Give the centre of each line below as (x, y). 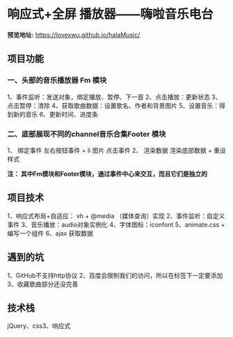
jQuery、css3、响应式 (39, 326)
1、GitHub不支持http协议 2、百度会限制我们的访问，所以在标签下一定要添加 (115, 275)
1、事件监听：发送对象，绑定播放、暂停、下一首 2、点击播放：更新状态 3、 (114, 97)
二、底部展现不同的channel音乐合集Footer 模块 (87, 134)
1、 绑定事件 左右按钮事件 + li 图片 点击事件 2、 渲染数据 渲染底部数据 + (110, 150)
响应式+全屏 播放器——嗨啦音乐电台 (110, 14)
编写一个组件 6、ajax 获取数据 (50, 233)
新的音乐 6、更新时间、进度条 (56, 114)
